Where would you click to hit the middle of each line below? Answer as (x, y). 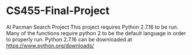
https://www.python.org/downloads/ (50, 46)
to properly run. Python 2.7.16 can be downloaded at (69, 39)
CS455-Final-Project (58, 11)
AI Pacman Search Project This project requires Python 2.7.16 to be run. (92, 27)
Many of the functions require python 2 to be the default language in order (96, 33)
